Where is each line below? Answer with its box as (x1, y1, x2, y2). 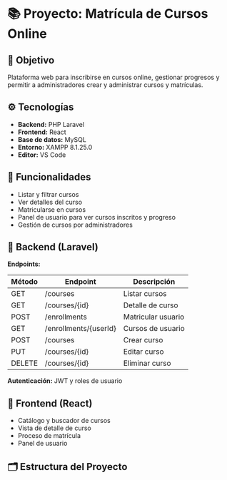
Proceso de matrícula (17, 432, 81, 440)
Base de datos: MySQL (17, 135, 87, 143)
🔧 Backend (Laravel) (7, 241, 99, 253)
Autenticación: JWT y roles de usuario (7, 377, 123, 385)
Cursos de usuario (123, 324, 186, 334)
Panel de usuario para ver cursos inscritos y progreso (17, 213, 176, 221)
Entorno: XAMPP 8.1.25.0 (17, 143, 93, 151)
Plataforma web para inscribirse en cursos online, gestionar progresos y (7, 73, 220, 81)
